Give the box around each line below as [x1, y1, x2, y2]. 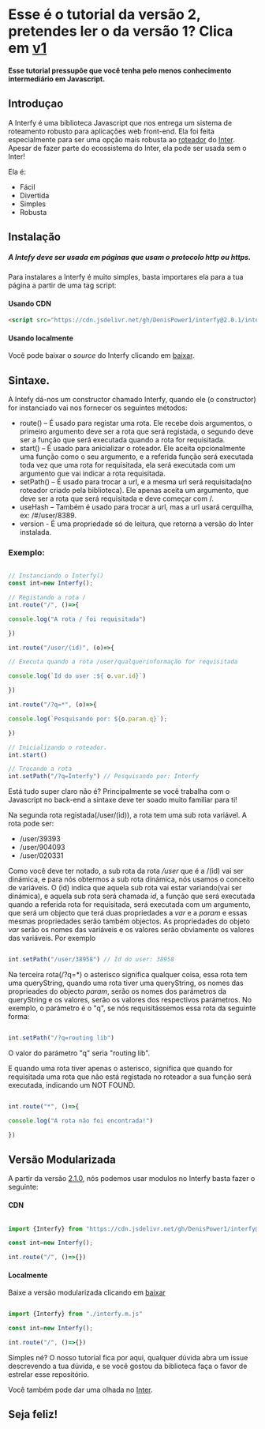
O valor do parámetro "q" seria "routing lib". [8, 1048, 151, 1058]
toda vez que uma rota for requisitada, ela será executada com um [19, 461, 236, 470]
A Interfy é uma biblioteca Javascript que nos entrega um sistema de [8, 118, 233, 127]
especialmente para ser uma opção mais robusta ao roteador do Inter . [8, 134, 235, 144]
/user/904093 [19, 843, 65, 852]
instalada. [19, 528, 52, 537]
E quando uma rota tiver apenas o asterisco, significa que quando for [8, 1063, 233, 1073]
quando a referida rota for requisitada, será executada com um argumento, [8, 900, 251, 909]
